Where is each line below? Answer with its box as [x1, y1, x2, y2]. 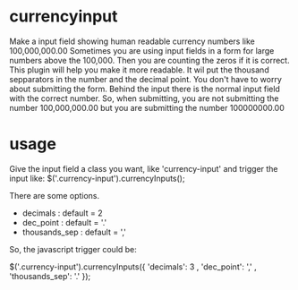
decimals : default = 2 [21, 208, 103, 218]
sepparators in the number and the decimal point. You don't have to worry [9, 73, 282, 84]
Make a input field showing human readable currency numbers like [9, 36, 255, 47]
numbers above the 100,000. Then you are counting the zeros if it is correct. [9, 55, 290, 65]
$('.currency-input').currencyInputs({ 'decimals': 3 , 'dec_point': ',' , [9, 261, 257, 272]
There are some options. [9, 190, 100, 200]
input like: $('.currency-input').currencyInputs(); [9, 173, 185, 183]
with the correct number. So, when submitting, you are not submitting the [9, 92, 279, 104]
